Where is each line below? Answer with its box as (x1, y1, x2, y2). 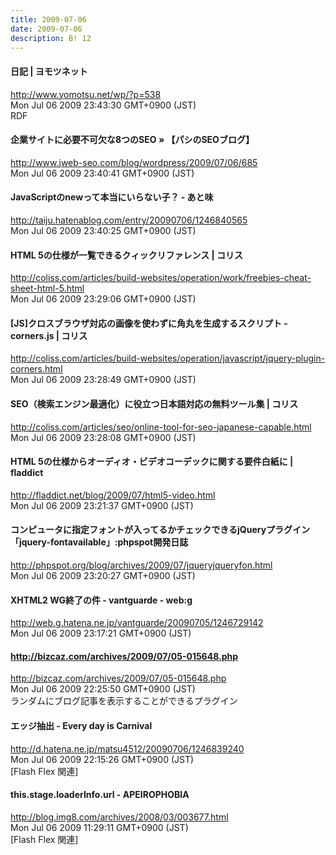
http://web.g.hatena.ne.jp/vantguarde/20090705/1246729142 (10, 617, 264, 629)
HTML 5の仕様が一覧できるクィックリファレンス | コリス (10, 249, 244, 261)
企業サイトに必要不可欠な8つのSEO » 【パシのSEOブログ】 (10, 134, 255, 146)
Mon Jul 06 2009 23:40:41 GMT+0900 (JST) (10, 167, 195, 179)
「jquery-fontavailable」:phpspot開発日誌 (10, 536, 189, 548)
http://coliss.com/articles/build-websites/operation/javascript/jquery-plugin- (10, 352, 326, 365)
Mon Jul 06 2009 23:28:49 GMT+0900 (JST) (10, 374, 197, 386)
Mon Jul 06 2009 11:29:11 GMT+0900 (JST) (10, 821, 189, 833)
